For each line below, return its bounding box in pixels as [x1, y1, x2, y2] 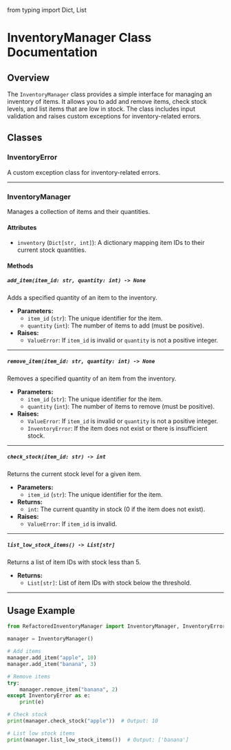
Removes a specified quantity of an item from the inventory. [7, 374, 177, 383]
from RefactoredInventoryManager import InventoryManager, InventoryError [7, 623, 226, 630]
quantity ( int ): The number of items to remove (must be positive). [27, 402, 215, 410]
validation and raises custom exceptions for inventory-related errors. [7, 112, 201, 120]
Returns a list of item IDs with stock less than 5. [7, 557, 141, 566]
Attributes [7, 223, 37, 231]
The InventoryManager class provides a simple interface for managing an [7, 90, 212, 98]
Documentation [7, 45, 98, 61]
